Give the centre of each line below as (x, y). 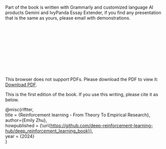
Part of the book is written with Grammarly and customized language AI (79, 7)
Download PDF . (21, 85)
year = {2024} (20, 136)
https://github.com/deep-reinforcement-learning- (102, 126)
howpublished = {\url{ (28, 126)
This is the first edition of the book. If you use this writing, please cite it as (82, 94)
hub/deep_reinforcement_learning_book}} (49, 131)
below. (12, 100)
